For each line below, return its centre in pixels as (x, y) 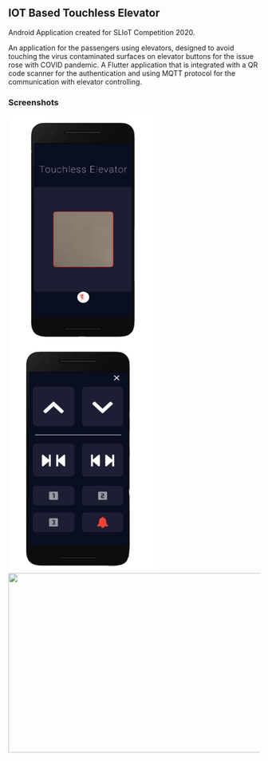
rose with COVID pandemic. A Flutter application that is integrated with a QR (133, 65)
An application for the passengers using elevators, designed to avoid (121, 48)
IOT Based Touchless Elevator (84, 13)
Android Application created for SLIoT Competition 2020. (102, 32)
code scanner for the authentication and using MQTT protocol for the (122, 73)
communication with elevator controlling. (75, 81)
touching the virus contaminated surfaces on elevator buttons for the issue (131, 56)
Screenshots (33, 102)
